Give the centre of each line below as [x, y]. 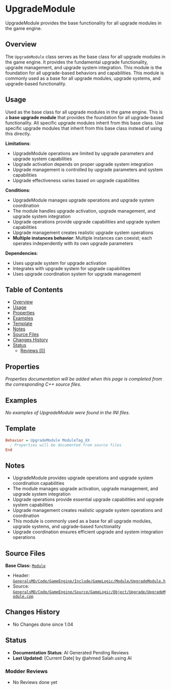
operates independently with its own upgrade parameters [73, 243]
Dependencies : [22, 253]
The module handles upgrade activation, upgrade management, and [84, 211]
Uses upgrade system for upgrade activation [60, 263]
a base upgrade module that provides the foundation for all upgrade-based [84, 117]
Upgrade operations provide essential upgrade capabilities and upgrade [88, 500]
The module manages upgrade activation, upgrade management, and [85, 488]
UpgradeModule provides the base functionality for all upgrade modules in [83, 23]
